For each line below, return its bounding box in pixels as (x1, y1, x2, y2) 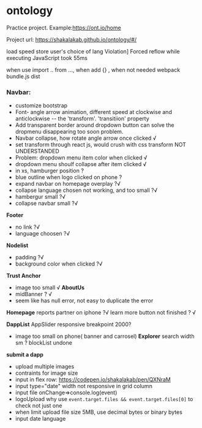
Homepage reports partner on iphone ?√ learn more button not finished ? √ (6, 309, 196, 316)
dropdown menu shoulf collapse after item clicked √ (15, 161, 147, 168)
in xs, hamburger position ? (15, 167, 84, 175)
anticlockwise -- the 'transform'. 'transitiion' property (15, 115, 150, 123)
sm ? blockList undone (15, 339, 72, 346)
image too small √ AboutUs (15, 284, 84, 291)
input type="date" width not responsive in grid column (15, 383, 153, 390)
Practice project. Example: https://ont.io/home (6, 24, 121, 31)
